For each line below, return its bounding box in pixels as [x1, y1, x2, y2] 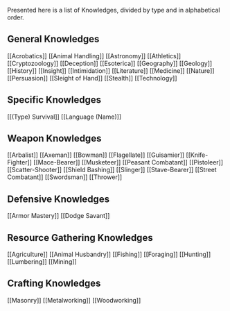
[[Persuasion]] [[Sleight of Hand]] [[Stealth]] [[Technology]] [7, 74, 178, 82]
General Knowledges [7, 33, 100, 45]
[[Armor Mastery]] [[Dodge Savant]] [7, 212, 110, 220]
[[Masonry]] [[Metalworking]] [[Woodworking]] [7, 296, 141, 304]
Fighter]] [7, 158, 33, 167]
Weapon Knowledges [7, 133, 102, 144]
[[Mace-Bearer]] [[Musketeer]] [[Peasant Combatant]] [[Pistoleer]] [33, 158, 224, 167]
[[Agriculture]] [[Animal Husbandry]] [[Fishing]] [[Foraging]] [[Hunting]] [7, 250, 211, 259]
